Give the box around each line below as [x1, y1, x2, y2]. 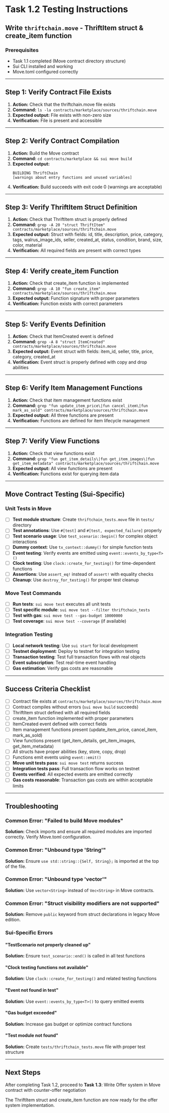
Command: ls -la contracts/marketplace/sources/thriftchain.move [12, 107, 157, 113]
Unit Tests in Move [5, 505, 52, 512]
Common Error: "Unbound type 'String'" [5, 847, 106, 854]
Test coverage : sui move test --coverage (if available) [12, 618, 127, 624]
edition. [5, 917, 21, 923]
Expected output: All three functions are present [12, 412, 114, 418]
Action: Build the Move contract [12, 150, 79, 156]
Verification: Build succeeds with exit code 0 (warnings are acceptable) [12, 184, 162, 190]
